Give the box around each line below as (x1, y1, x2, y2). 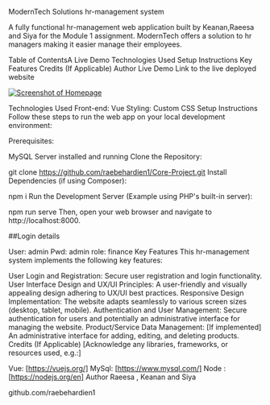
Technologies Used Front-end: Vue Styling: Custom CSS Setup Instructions (8, 104, 258, 113)
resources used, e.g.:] (8, 348, 82, 357)
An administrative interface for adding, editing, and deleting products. (8, 331, 240, 341)
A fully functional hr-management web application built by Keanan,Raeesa (8, 23, 255, 31)
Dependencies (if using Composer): (8, 176, 127, 185)
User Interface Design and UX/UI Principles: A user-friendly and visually (8, 279, 247, 289)
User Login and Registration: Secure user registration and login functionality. (8, 271, 263, 280)
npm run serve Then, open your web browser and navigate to (8, 207, 212, 217)
